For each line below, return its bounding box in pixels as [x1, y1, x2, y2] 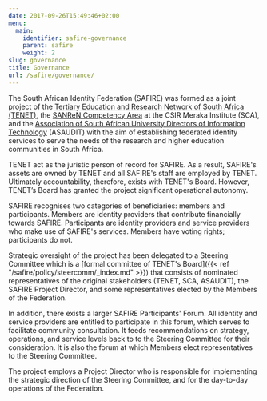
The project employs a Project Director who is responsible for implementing [8, 366, 257, 376]
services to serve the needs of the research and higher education [8, 135, 225, 145]
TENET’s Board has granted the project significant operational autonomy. [8, 185, 249, 194]
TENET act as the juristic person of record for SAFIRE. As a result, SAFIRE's [8, 159, 257, 169]
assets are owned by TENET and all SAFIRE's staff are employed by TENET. [8, 168, 257, 178]
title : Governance [8, 64, 70, 72]
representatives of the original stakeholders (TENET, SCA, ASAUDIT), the [8, 275, 249, 285]
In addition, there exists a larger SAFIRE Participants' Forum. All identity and [8, 308, 257, 318]
